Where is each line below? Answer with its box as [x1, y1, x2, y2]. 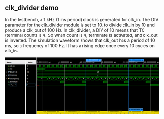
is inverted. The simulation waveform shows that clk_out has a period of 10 [5, 37, 155, 43]
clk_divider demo [5, 4, 59, 12]
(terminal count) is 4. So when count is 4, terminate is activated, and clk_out [5, 32, 158, 38]
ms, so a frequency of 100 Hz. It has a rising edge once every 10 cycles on [5, 42, 155, 48]
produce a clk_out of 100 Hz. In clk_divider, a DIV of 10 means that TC [5, 27, 145, 33]
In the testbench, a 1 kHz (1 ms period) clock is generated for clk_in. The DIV [5, 17, 159, 22]
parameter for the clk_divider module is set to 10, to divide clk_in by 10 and [5, 22, 155, 28]
